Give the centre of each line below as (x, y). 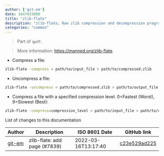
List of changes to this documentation (43, 120)
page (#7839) (45, 146)
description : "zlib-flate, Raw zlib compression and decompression (75, 23)
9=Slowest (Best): (30, 102)
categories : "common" (27, 28)
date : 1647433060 (23, 14)
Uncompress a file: (31, 78)
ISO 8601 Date (95, 132)
